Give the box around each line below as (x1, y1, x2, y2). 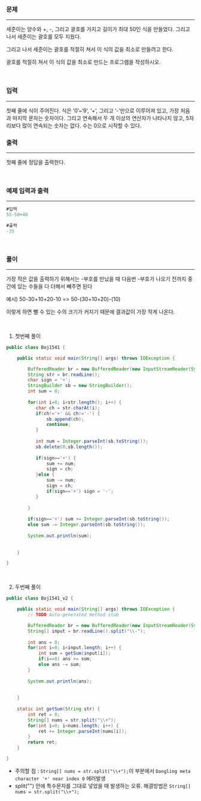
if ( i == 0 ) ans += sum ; (38, 656, 93, 662)
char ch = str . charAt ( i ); (35, 405, 100, 411)
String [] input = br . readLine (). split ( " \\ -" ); (28, 628, 146, 634)
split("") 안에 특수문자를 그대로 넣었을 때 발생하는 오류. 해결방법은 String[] (14, 782, 191, 789)
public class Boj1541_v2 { (6, 595, 74, 602)
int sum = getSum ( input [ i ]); (38, 650, 111, 656)
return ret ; (28, 739, 58, 745)
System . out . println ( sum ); (28, 532, 93, 539)
